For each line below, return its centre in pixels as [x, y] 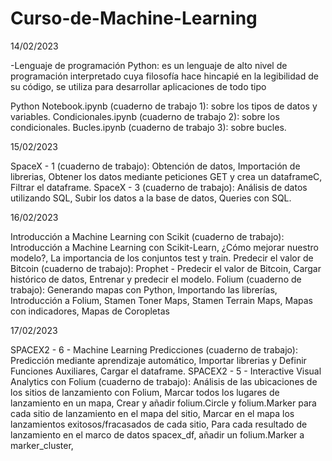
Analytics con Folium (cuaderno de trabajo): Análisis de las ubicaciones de [164, 381]
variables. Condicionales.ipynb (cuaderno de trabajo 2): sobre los [145, 116]
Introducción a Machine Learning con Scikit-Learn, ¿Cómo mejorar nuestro [164, 247]
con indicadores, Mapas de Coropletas [90, 311]
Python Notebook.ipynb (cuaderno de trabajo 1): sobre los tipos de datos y [164, 106]
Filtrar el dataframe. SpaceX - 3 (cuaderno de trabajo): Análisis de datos [159, 187]
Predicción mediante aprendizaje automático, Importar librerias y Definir [158, 360]
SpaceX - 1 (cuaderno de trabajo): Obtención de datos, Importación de [155, 166]
